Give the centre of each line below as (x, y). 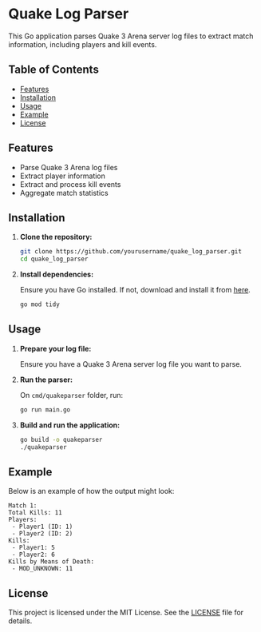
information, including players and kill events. (83, 44)
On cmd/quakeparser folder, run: (71, 395)
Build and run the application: (70, 425)
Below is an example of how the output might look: (91, 491)
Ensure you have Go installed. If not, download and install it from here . (135, 290)
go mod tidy (40, 304)
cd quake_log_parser (54, 259)
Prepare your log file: (55, 348)
